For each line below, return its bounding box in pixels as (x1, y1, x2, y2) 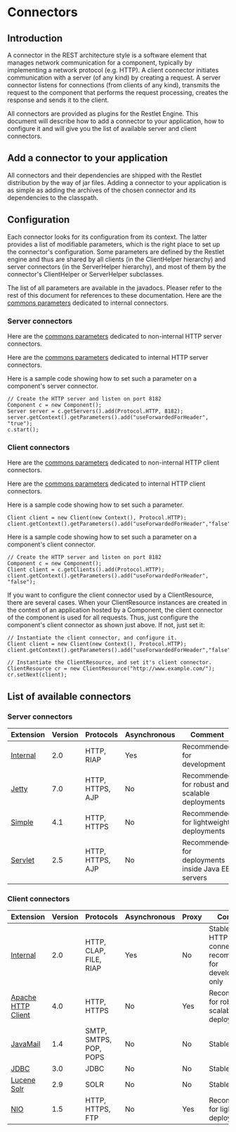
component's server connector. (7, 382, 98, 390)
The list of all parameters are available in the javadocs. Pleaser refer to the (7, 283, 223, 292)
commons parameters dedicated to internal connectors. (7, 298, 169, 307)
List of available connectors (7, 691, 131, 703)
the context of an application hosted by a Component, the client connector (7, 606, 223, 615)
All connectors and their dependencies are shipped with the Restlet (7, 170, 202, 180)
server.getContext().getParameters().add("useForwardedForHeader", (7, 413, 209, 421)
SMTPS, (85, 1035, 112, 1045)
